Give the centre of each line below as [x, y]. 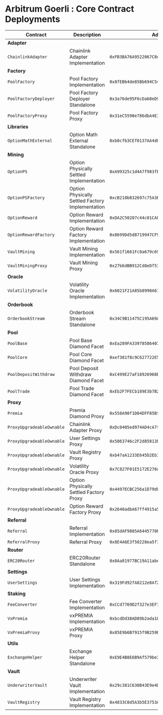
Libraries [18, 126]
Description [87, 34]
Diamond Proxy [87, 416]
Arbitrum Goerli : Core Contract [70, 9]
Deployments [33, 19]
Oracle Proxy [84, 472]
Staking [16, 594]
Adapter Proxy [86, 430]
